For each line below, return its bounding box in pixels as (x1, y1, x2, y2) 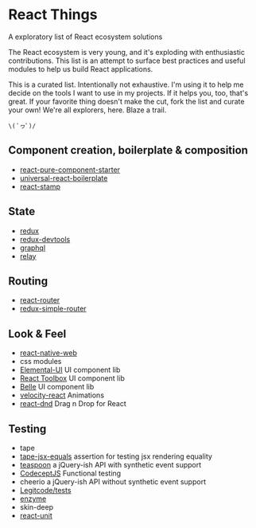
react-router (19, 295, 60, 305)
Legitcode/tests (19, 486, 72, 495)
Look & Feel (8, 327, 67, 340)
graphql (19, 243, 46, 252)
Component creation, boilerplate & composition (8, 143, 249, 157)
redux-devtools (19, 234, 71, 244)
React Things (8, 6, 98, 24)
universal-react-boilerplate (19, 173, 108, 182)
